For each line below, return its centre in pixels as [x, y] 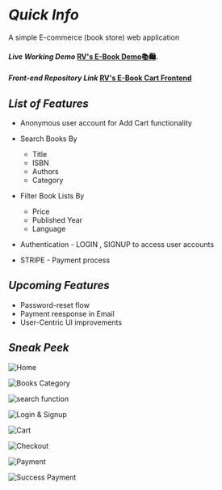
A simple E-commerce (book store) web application [94, 37]
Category [48, 180]
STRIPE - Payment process [65, 260]
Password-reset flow [55, 305]
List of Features [48, 103]
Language [49, 228]
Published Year [57, 219]
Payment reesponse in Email [67, 313]
